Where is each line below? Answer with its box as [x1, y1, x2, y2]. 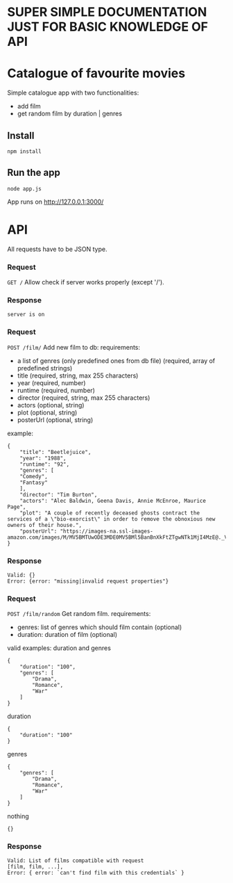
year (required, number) [17, 378, 86, 387]
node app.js [7, 185, 42, 192]
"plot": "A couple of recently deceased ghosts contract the [19, 509, 200, 517]
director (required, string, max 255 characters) [17, 394, 150, 402]
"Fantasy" [19, 479, 49, 486]
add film [17, 102, 41, 111]
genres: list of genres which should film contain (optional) [17, 623, 182, 631]
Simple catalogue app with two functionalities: [7, 88, 139, 97]
